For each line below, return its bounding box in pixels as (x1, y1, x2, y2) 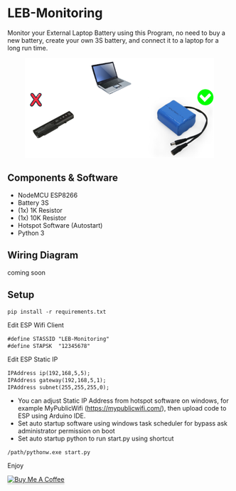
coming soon (7, 268, 46, 277)
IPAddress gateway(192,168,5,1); (7, 377, 107, 384)
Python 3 (17, 228, 45, 237)
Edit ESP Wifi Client (7, 321, 64, 329)
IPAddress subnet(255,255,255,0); (7, 384, 110, 391)
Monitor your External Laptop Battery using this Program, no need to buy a (7, 28, 226, 37)
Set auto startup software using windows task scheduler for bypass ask (17, 419, 228, 428)
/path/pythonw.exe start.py (7, 449, 91, 456)
